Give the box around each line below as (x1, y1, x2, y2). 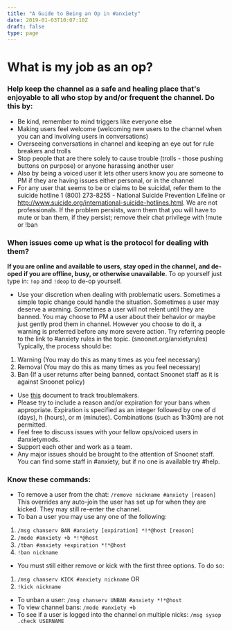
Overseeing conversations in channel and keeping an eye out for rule (17, 139, 215, 148)
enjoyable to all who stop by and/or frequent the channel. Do (7, 93, 215, 103)
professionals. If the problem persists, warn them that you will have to (17, 205, 217, 214)
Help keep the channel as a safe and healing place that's (7, 84, 201, 94)
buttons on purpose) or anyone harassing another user (17, 161, 174, 170)
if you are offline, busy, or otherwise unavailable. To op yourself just (23, 270, 222, 278)
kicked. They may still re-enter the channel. (17, 505, 141, 513)
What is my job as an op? (7, 60, 154, 75)
